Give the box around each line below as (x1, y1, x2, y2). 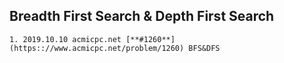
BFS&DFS (188, 43, 221, 53)
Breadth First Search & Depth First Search (9, 8, 275, 25)
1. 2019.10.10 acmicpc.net (9, 34, 122, 44)
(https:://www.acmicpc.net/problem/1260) (9, 43, 185, 53)
